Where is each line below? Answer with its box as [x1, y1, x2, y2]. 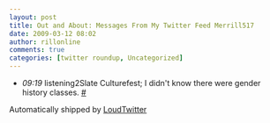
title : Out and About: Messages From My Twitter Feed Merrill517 [9, 21, 254, 30]
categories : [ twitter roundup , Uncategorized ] [9, 54, 184, 62]
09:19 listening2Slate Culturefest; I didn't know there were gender [21, 78, 261, 88]
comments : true [9, 46, 65, 54]
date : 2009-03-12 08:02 [9, 29, 97, 38]
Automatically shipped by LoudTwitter [9, 105, 147, 114]
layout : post [9, 12, 57, 22]
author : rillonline [9, 37, 81, 47]
